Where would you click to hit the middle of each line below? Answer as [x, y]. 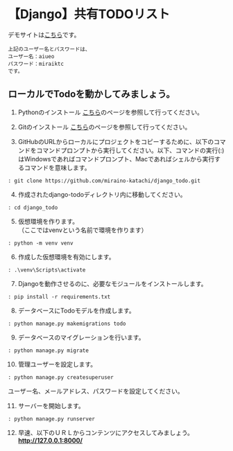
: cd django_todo [33, 207]
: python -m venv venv [41, 243]
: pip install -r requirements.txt [59, 297]
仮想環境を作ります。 [48, 221]
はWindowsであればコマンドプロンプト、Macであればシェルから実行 [116, 159]
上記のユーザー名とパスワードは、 [49, 49]
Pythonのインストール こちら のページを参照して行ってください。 [111, 112]
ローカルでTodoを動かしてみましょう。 [92, 94]
